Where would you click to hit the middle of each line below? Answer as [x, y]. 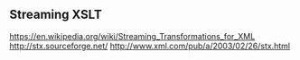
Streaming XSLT [56, 15]
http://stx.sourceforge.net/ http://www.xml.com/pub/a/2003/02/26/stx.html [150, 46]
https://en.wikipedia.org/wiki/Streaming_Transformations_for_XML [132, 36]
